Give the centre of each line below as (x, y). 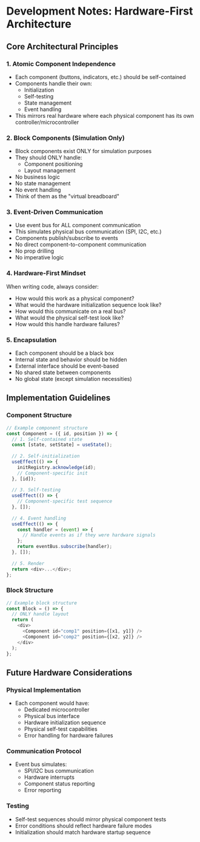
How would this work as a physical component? (75, 298)
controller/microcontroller (47, 122)
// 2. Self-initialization (46, 456)
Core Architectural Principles (62, 46)
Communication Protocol (44, 751)
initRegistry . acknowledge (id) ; (57, 467)
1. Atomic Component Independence (61, 64)
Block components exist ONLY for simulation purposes (83, 151)
